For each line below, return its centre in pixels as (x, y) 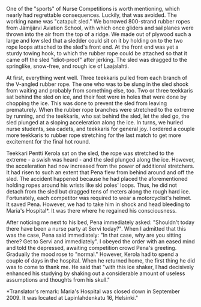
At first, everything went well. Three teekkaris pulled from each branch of (97, 78)
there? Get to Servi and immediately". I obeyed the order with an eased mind (100, 242)
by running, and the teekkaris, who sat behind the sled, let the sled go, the (98, 116)
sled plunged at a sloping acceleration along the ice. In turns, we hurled (94, 122)
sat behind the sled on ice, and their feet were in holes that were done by (97, 97)
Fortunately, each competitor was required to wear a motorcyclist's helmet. (99, 198)
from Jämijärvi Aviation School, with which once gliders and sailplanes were (100, 28)
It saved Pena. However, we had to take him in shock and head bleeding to (98, 204)
